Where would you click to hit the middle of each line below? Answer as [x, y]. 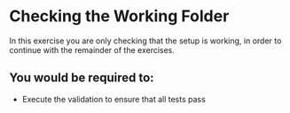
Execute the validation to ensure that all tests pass [114, 99]
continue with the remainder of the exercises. [92, 49]
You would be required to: [82, 78]
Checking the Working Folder [119, 16]
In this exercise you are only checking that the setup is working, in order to [145, 41]
